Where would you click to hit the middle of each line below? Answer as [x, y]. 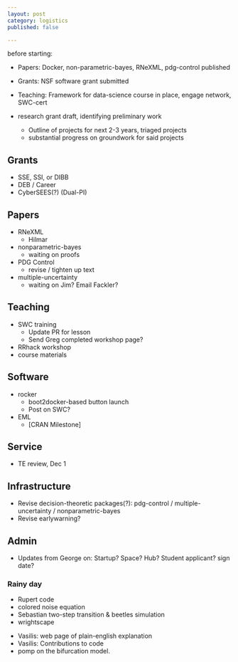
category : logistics [38, 21]
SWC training [37, 324]
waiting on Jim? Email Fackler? [73, 285]
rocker [27, 394]
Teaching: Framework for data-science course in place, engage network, [124, 95]
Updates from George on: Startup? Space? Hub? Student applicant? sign [124, 558]
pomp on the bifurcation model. [64, 651]
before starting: [30, 53]
